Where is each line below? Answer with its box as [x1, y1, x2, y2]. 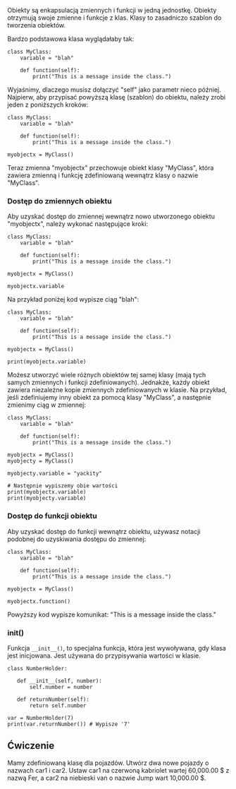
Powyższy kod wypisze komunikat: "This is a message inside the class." [7, 610, 216, 619]
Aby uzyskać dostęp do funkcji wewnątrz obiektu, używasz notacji [7, 527, 201, 535]
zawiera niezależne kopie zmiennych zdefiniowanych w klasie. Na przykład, [7, 386, 228, 394]
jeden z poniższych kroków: [7, 100, 89, 109]
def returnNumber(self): [16, 696, 90, 703]
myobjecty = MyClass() [7, 458, 74, 465]
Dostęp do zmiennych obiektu [7, 196, 112, 206]
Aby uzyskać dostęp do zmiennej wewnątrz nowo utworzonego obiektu [7, 212, 215, 221]
